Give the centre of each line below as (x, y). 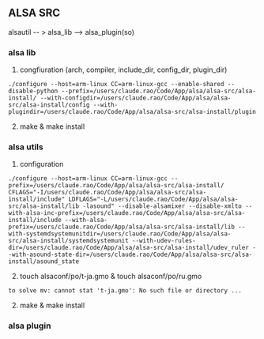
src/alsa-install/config (49, 105)
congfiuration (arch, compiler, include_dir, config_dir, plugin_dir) (123, 70)
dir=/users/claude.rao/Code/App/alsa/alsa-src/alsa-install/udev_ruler (128, 248)
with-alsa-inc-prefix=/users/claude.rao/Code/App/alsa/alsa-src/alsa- (127, 213)
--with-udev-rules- (164, 241)
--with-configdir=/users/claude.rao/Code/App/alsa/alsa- (136, 98)
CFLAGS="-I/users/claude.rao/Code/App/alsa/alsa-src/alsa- (107, 193)
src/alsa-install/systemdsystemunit (68, 241)
